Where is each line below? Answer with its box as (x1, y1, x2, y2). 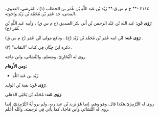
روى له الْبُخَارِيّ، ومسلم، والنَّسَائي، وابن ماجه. (5, 54, 87, 59)
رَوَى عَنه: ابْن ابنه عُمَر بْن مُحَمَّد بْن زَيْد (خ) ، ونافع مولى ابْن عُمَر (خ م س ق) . (5, 35, 143, 40)
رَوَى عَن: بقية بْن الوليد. (5, 82, 47, 88)
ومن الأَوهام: (5, 63, 27, 69)
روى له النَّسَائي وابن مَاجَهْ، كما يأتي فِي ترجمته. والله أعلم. (5, 106, 110, 112)
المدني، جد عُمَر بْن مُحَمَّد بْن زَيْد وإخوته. (5, 11, 77, 17)
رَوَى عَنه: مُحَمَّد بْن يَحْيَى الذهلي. (5, 92, 63, 97)
